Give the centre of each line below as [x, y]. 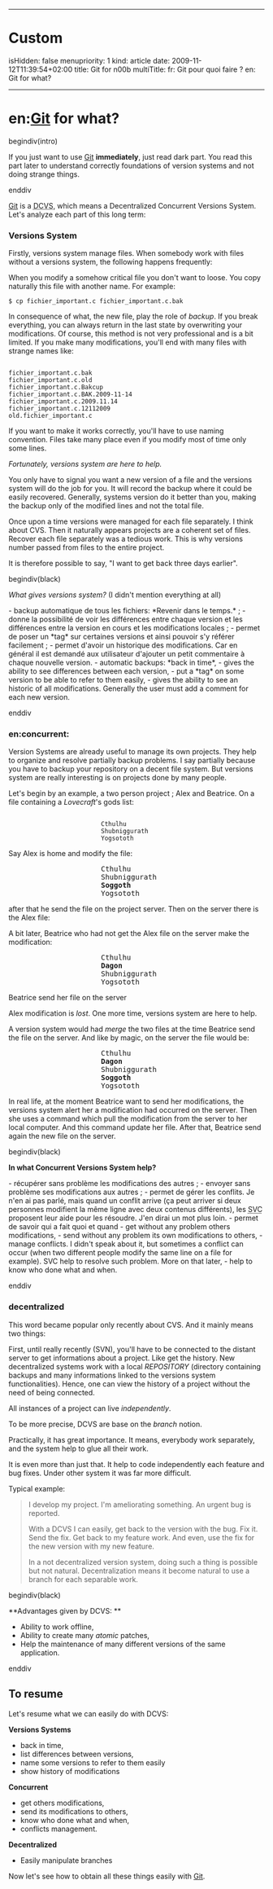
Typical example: [37, 1488]
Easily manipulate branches [66, 1860]
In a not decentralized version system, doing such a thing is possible [143, 1562]
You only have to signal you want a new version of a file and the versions [130, 480]
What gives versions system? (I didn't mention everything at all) [115, 595]
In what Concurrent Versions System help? [82, 1168]
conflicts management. [58, 1829]
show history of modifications [70, 1771]
